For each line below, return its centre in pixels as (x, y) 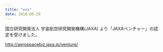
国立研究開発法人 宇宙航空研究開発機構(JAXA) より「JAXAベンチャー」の (80, 28)
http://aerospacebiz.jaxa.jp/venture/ (42, 44)
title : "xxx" (18, 9)
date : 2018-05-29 (23, 14)
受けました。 (27, 35)
